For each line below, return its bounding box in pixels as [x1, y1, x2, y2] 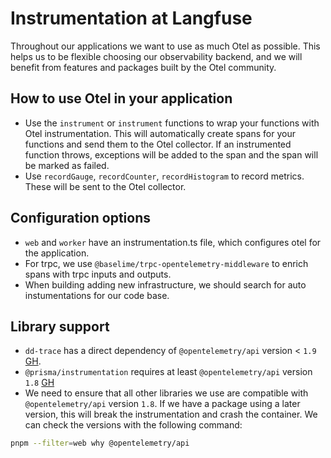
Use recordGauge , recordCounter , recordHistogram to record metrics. [24, 170, 305, 182]
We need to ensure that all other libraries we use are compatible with [24, 387, 309, 399]
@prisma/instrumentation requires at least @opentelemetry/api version [24, 366, 313, 378]
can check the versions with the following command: [24, 419, 243, 431]
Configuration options [10, 210, 152, 227]
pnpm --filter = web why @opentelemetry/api [10, 438, 190, 449]
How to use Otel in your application [10, 90, 233, 107]
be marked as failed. [24, 159, 110, 171]
